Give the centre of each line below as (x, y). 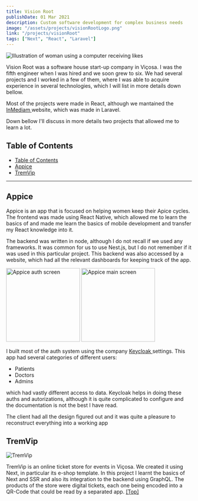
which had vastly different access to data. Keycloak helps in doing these (94, 393)
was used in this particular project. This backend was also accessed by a (95, 253)
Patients (24, 369)
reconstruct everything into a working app (57, 423)
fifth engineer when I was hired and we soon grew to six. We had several (94, 73)
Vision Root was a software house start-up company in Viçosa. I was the (94, 67)
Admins (24, 381)
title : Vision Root (30, 11)
